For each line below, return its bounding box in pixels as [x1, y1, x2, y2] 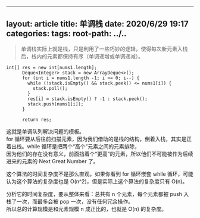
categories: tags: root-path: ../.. [6, 29, 127, 39]
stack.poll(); [32, 85, 68, 91]
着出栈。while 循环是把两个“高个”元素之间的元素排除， [6, 142, 140, 150]
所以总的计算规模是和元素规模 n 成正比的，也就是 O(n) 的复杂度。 [6, 205, 167, 212]
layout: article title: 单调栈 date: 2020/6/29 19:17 [6, 19, 189, 29]
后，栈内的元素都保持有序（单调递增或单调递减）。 [20, 52, 144, 60]
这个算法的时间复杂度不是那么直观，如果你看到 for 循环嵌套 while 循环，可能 [6, 170, 193, 177]
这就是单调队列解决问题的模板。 [6, 127, 85, 135]
